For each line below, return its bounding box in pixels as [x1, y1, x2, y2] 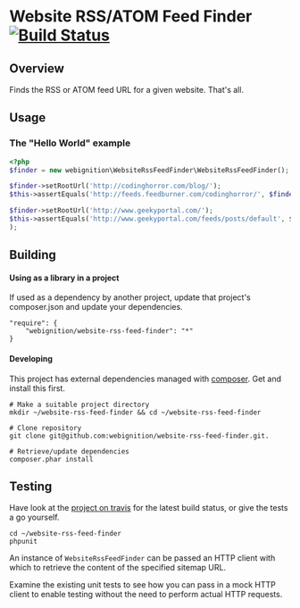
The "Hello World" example [9, 137, 131, 149]
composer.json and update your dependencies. [9, 302, 183, 312]
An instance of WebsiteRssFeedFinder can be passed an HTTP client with [9, 553, 276, 563]
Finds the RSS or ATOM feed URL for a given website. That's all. [9, 85, 244, 95]
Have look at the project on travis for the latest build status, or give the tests [9, 503, 288, 513]
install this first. [9, 382, 65, 394]
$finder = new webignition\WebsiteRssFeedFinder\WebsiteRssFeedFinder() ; [9, 165, 290, 175]
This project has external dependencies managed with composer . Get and [9, 373, 282, 384]
